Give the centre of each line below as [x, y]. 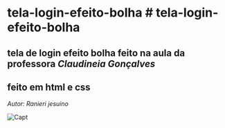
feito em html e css [49, 87]
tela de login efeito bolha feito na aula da [96, 53]
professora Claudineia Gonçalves [81, 64]
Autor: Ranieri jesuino [38, 104]
